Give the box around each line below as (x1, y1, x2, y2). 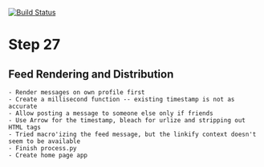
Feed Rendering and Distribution (8, 67, 174, 81)
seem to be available (8, 137, 81, 145)
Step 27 (8, 36, 61, 54)
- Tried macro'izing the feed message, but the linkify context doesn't (8, 130, 257, 138)
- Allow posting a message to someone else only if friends (8, 109, 214, 117)
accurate (8, 102, 38, 110)
